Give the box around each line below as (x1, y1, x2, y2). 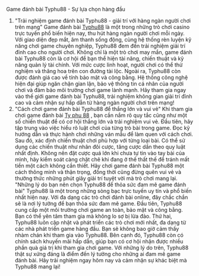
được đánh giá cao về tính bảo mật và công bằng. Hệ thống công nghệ (14, 74, 188, 81)
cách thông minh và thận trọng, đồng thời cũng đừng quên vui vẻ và (14, 169, 182, 175)
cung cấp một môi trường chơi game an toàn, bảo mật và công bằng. (14, 207, 183, 213)
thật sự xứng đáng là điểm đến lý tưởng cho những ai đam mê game (14, 250, 181, 258)
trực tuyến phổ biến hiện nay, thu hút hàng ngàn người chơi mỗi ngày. (14, 30, 185, 37)
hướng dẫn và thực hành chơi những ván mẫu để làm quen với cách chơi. (14, 131, 193, 138)
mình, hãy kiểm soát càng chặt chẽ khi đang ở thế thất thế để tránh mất (14, 156, 189, 163)
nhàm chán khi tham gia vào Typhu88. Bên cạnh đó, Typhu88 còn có (14, 231, 184, 239)
